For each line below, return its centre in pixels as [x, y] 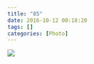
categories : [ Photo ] [38, 33]
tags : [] [20, 27]
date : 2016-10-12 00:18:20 [47, 20]
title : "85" [25, 14]
